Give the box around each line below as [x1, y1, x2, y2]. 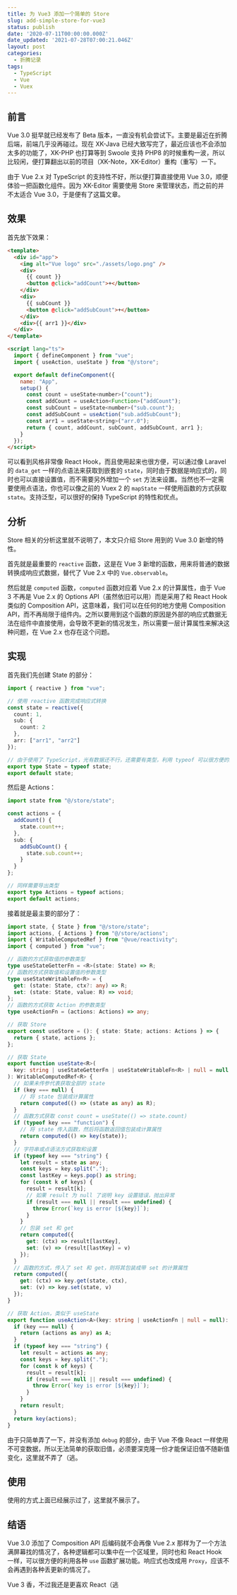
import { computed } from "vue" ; [7, 943, 106, 950]
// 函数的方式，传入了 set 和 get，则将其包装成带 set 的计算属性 [13, 1264, 188, 1271]
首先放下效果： [7, 233, 51, 241]
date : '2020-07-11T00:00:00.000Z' [7, 30, 109, 38]
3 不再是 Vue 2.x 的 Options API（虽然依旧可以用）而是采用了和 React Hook [7, 593, 228, 601]
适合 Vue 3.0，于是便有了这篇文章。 [19, 190, 125, 199]
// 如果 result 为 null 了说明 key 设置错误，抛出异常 [25, 1191, 175, 1199]
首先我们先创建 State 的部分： [7, 670, 94, 679]
